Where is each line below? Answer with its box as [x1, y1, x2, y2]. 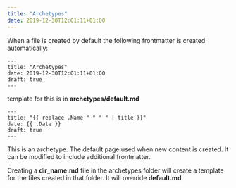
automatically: [7, 44, 48, 52]
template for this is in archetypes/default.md [7, 94, 139, 103]
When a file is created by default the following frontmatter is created [7, 36, 206, 44]
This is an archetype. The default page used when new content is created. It [7, 145, 229, 153]
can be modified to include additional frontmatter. [7, 152, 151, 161]
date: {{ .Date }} [7, 120, 61, 127]
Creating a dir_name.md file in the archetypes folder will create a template [7, 166, 224, 175]
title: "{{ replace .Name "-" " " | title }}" [7, 114, 147, 121]
